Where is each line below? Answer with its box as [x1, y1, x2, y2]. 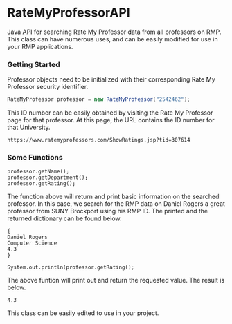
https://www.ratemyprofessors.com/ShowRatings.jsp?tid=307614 [7, 137, 190, 144]
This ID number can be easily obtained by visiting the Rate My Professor [7, 108, 213, 117]
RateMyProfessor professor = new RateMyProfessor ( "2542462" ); [7, 96, 190, 103]
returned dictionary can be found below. [7, 214, 123, 222]
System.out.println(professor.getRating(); [7, 264, 135, 271]
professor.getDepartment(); [7, 174, 89, 181]
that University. [7, 123, 51, 132]
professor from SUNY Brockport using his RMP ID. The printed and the [7, 207, 208, 216]
